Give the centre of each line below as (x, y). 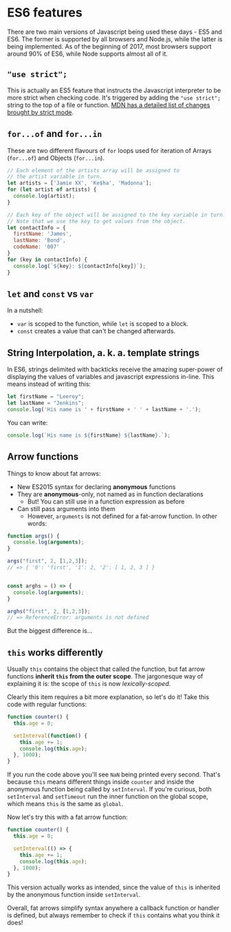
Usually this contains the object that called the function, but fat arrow (106, 669)
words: (37, 523)
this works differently (55, 652)
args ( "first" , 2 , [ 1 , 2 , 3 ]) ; (47, 561)
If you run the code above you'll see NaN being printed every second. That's (114, 775)
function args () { (33, 536)
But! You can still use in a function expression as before (106, 501)
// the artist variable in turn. (55, 177)
